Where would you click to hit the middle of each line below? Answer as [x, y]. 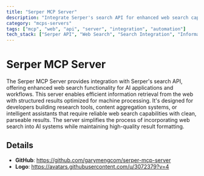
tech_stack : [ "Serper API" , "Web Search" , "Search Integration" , [90, 35]
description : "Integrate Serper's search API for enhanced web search [97, 18]
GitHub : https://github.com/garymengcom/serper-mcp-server [93, 160]
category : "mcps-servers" [39, 23]
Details [20, 145]
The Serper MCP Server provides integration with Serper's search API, [94, 81]
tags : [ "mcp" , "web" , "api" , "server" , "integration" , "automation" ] [96, 29]
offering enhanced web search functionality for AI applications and [90, 88]
